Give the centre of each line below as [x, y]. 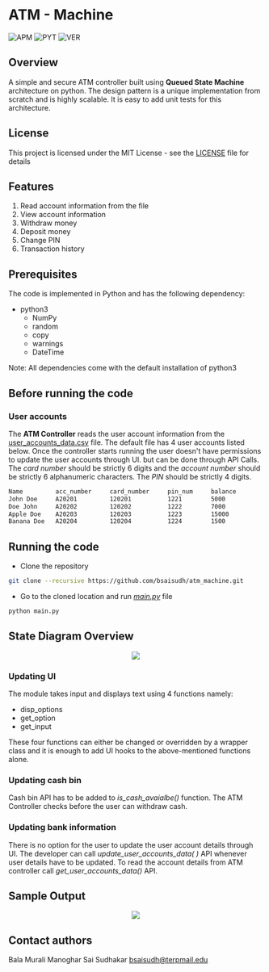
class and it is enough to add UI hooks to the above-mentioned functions [130, 750]
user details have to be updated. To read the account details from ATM [126, 862]
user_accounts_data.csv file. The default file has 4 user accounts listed [126, 442]
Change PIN [40, 241]
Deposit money [45, 232]
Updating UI [32, 676]
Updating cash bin [45, 780]
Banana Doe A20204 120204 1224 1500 [117, 522]
